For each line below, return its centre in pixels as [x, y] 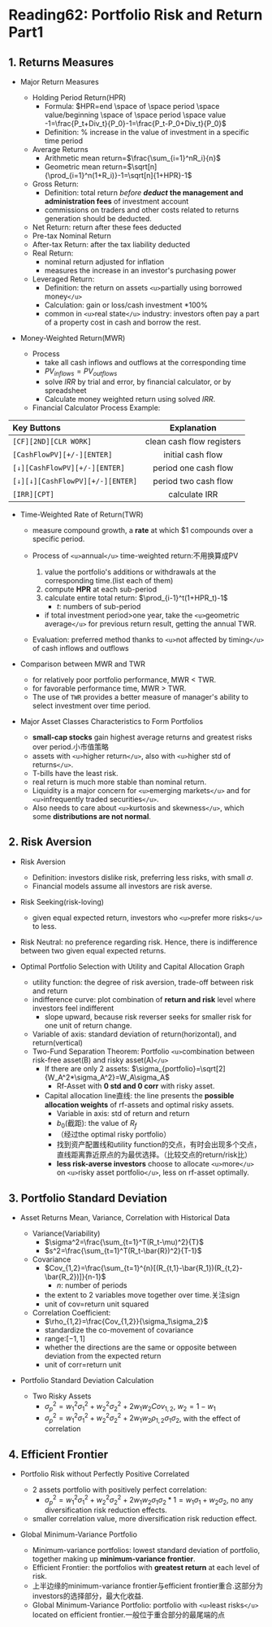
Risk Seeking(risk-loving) [62, 901]
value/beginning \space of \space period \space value [135, 115]
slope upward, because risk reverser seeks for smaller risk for [148, 1016]
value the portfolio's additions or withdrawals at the [130, 572]
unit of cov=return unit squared [97, 1304]
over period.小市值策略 [71, 747]
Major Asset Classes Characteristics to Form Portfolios [112, 721]
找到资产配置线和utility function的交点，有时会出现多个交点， [159, 1145]
